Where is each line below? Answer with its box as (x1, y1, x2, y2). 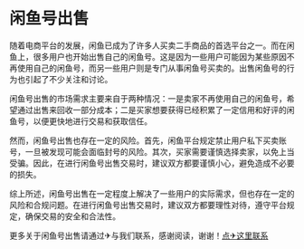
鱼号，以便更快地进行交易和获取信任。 (9, 115, 152, 127)
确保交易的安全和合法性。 (24, 210, 120, 222)
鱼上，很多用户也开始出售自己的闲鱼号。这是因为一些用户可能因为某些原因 (9, 51, 287, 62)
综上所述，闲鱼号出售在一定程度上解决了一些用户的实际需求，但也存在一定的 (9, 187, 295, 199)
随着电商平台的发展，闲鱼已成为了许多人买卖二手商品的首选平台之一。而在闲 (9, 40, 295, 51)
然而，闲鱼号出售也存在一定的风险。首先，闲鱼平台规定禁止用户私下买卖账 (9, 135, 287, 146)
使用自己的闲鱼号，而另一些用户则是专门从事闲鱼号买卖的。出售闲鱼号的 (16, 62, 287, 73)
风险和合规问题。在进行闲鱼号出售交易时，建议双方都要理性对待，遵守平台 (9, 199, 287, 210)
